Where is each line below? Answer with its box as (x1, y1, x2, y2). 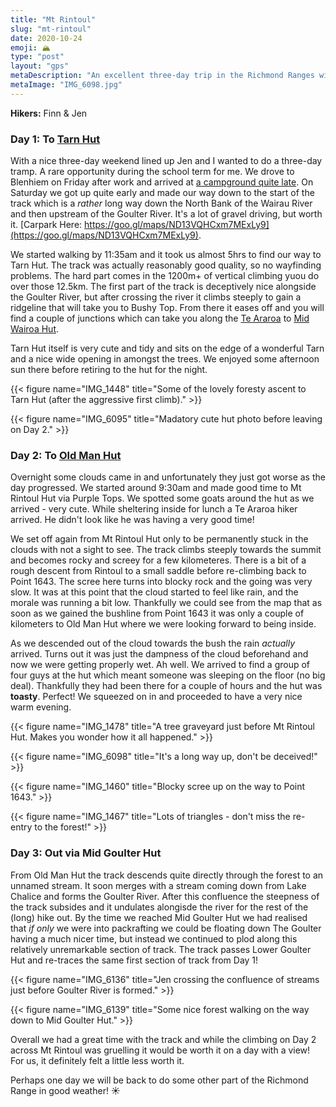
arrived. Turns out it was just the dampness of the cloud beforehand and (10, 648, 309, 660)
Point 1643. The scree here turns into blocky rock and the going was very (10, 576, 313, 588)
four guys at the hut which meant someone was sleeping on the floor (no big (10, 669, 326, 681)
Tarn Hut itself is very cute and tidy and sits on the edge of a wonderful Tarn (10, 342, 325, 355)
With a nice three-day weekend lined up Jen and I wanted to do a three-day (10, 155, 323, 167)
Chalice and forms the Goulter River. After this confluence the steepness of (10, 890, 320, 902)
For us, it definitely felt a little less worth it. (10, 1054, 185, 1066)
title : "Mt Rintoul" (10, 14, 97, 25)
